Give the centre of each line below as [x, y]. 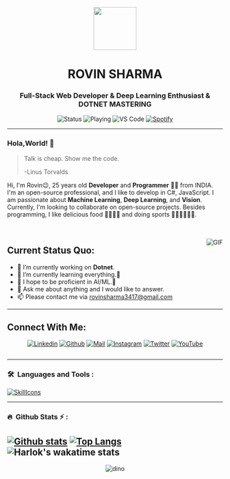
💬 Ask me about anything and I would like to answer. [91, 289]
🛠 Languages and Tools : [51, 375]
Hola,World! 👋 [31, 144]
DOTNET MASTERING [115, 104]
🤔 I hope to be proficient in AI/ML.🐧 [66, 282]
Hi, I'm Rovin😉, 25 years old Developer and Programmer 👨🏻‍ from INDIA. [110, 185]
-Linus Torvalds [46, 172]
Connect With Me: [47, 327]
